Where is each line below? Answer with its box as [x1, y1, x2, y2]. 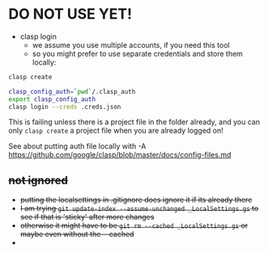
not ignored [8, 173, 69, 187]
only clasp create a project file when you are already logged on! [8, 126, 224, 136]
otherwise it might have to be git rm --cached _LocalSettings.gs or [19, 221, 249, 230]
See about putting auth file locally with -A [8, 141, 147, 151]
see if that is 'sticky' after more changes [19, 212, 155, 222]
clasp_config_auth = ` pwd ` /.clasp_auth [8, 87, 136, 95]
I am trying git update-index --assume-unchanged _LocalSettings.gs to [19, 204, 259, 213]
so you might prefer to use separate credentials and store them [32, 48, 243, 58]
